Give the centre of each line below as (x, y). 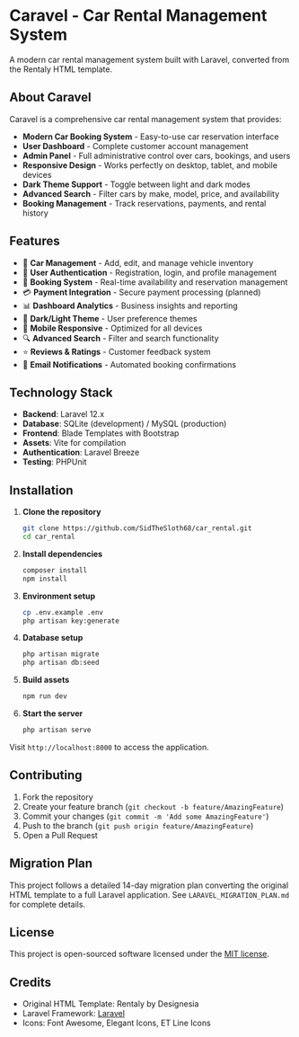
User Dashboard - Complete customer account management (135, 146)
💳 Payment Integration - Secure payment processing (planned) (141, 292)
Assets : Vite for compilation (74, 443)
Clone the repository (62, 512)
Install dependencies (62, 554)
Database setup (53, 638)
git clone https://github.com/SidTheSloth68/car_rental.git (137, 528)
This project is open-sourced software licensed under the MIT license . (140, 954)
